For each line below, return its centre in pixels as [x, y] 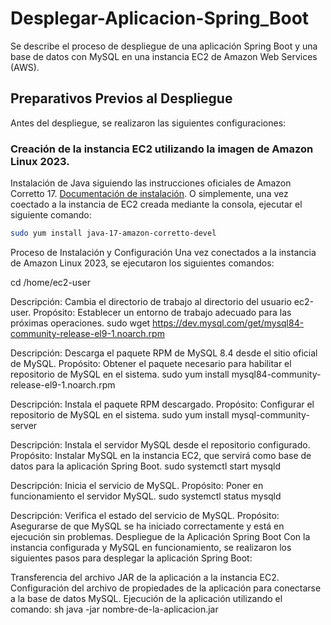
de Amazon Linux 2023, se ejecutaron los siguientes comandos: [142, 263]
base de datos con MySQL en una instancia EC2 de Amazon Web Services [164, 56]
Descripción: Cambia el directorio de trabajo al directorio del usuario [151, 301]
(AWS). [25, 67]
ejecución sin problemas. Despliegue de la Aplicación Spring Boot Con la [160, 536]
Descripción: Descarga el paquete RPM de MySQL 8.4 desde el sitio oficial [164, 353]
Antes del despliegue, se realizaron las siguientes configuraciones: [148, 123]
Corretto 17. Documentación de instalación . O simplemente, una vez [149, 194]
